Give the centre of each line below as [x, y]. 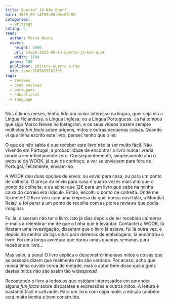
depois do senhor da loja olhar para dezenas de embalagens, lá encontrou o [85, 234]
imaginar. [15, 208]
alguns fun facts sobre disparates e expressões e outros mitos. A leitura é [82, 286]
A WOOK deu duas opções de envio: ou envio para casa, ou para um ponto [83, 176]
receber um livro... [24, 245]
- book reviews [26, 85]
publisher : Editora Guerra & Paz [45, 66]
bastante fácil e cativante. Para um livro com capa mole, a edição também [82, 292]
